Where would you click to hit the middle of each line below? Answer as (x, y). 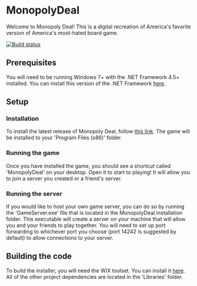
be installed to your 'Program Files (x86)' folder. (64, 138)
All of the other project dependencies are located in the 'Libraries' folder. (95, 277)
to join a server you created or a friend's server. (64, 178)
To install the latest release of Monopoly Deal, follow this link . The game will (98, 132)
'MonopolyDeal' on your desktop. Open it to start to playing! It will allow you (98, 172)
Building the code (39, 256)
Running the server (34, 193)
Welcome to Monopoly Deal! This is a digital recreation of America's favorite (98, 27)
